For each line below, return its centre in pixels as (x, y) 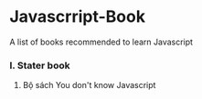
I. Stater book (40, 65)
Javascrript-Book (78, 17)
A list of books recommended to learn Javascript (101, 42)
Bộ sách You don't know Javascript (89, 85)
